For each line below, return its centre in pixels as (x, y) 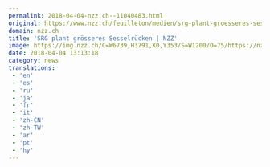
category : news (34, 61)
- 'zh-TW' (28, 128)
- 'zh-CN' (28, 120)
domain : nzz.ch (34, 31)
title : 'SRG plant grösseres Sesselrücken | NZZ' (93, 38)
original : (25, 23)
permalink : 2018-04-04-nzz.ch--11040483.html (86, 16)
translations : (32, 68)
